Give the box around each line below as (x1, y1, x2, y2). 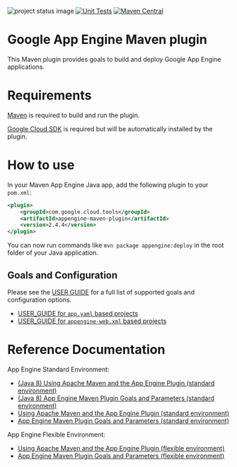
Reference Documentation (7, 341, 166, 358)
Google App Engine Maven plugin (7, 32, 207, 48)
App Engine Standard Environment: (7, 365, 110, 373)
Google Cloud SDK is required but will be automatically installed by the (7, 124, 213, 133)
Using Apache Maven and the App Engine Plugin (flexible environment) (17, 444, 225, 452)
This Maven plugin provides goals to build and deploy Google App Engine (7, 55, 221, 63)
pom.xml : (7, 188, 32, 197)
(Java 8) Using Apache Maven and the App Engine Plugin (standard (17, 378, 215, 387)
